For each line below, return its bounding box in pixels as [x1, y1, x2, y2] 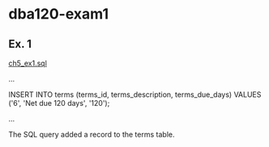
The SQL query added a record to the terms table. [8, 130, 175, 139]
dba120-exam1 [8, 5, 109, 23]
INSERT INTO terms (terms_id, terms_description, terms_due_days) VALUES [8, 90, 262, 99]
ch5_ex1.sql [8, 58, 47, 68]
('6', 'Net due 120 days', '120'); [8, 99, 110, 107]
